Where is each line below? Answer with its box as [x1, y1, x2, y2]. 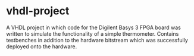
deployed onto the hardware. [6, 43, 77, 50]
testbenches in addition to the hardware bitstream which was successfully [6, 36, 189, 43]
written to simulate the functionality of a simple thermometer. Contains [6, 30, 179, 37]
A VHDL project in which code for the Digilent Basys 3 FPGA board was [6, 24, 182, 31]
